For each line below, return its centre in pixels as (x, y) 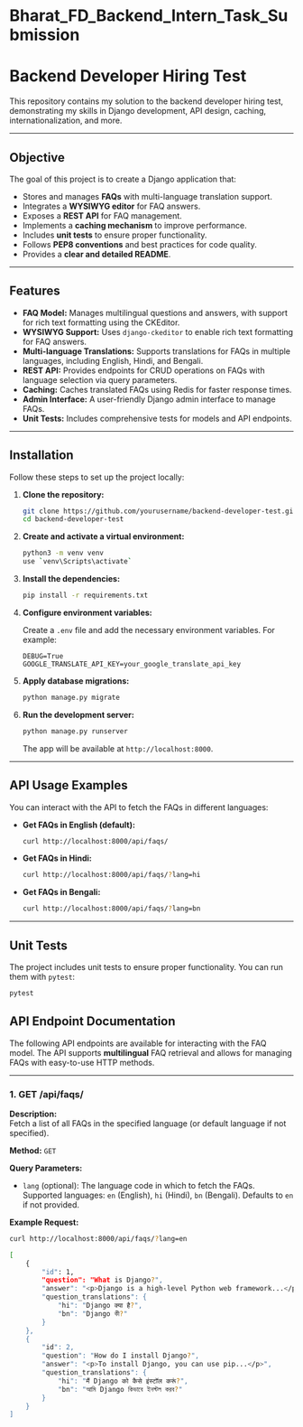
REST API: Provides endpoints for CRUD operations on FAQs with (143, 370)
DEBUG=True (43, 656)
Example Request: (44, 1222)
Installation (41, 456)
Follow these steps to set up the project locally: (97, 477)
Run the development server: (78, 714)
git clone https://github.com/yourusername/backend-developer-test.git (160, 511)
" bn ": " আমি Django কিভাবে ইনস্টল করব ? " (120, 1389)
